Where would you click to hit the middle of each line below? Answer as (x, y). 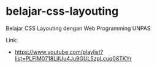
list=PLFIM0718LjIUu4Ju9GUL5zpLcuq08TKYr (73, 58)
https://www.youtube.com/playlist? (59, 52)
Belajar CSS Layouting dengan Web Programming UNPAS (78, 28)
